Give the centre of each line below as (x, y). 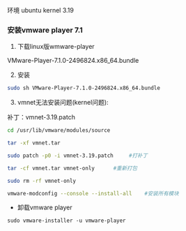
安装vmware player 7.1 (45, 30)
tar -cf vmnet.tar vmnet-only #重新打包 (72, 168)
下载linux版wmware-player (56, 47)
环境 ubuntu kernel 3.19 (41, 10)
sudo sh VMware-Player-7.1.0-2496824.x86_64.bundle (84, 88)
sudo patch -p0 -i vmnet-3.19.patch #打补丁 (78, 156)
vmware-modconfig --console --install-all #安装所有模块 (93, 193)
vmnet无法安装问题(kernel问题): (63, 103)
